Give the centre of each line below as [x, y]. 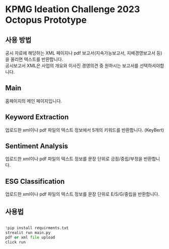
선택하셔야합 [152, 66]
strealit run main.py [28, 233]
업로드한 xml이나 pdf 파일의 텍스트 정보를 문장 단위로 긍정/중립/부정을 [74, 159]
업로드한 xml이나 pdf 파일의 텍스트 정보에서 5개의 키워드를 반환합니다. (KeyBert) [85, 130]
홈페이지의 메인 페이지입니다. [34, 101]
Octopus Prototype [46, 20]
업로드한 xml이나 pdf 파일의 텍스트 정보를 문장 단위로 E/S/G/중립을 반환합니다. [82, 194]
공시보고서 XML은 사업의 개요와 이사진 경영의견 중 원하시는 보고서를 [72, 66]
